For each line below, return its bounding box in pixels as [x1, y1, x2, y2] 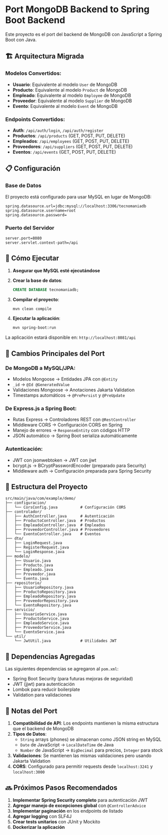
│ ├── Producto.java [5, 563, 53, 568]
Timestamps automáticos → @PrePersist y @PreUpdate [12, 392, 125, 398]
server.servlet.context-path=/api [5, 240, 79, 245]
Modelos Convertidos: [5, 70, 62, 77]
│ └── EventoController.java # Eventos [5, 532, 101, 537]
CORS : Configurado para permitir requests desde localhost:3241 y [12, 763, 153, 769]
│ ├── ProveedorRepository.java [5, 598, 79, 603]
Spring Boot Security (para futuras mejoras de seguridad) [12, 676, 133, 682]
